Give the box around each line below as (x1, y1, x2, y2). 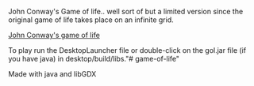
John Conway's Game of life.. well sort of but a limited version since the (8, 7, 244, 16)
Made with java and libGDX (8, 69, 97, 78)
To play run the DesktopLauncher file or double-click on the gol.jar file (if (8, 46, 247, 54)
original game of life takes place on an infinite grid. (8, 15, 174, 24)
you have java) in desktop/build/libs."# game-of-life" (8, 54, 180, 63)
